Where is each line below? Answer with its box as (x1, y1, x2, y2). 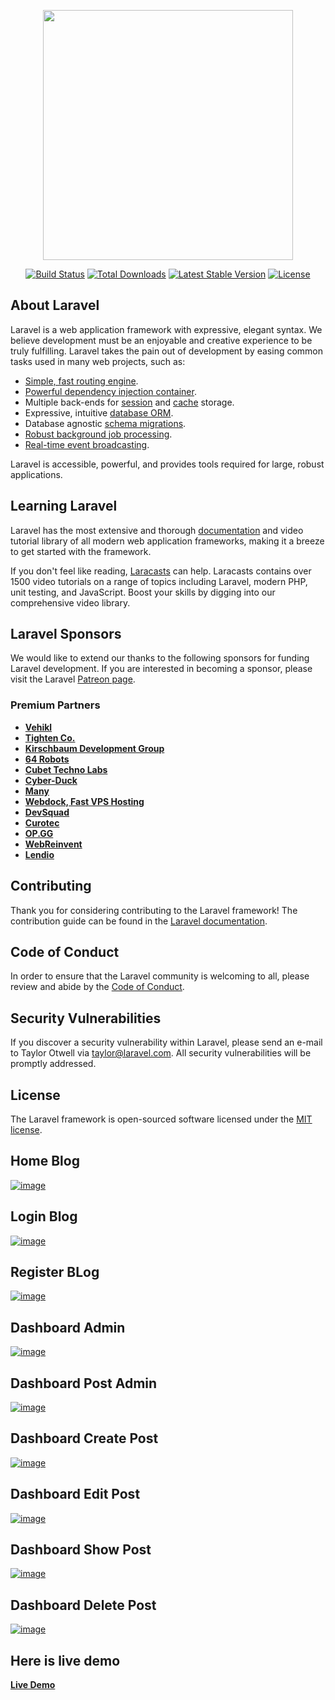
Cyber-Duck (24, 774, 78, 786)
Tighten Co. (24, 731, 76, 744)
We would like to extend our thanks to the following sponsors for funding (10, 652, 310, 664)
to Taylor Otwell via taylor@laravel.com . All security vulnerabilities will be (10, 1047, 312, 1059)
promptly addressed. (10, 1058, 97, 1070)
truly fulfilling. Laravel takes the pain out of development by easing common (10, 345, 324, 357)
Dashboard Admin (10, 1319, 126, 1336)
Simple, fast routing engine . (24, 375, 139, 387)
